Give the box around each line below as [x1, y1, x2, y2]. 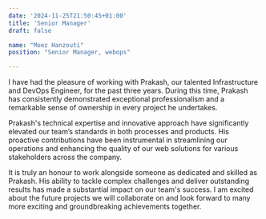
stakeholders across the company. [8, 153, 123, 162]
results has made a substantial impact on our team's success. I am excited [8, 185, 254, 194]
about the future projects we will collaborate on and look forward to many [8, 193, 251, 203]
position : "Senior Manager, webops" [8, 49, 131, 57]
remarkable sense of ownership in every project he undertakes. [8, 103, 218, 113]
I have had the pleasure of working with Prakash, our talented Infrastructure [8, 78, 259, 87]
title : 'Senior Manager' [8, 19, 91, 27]
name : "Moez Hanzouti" [8, 41, 84, 49]
